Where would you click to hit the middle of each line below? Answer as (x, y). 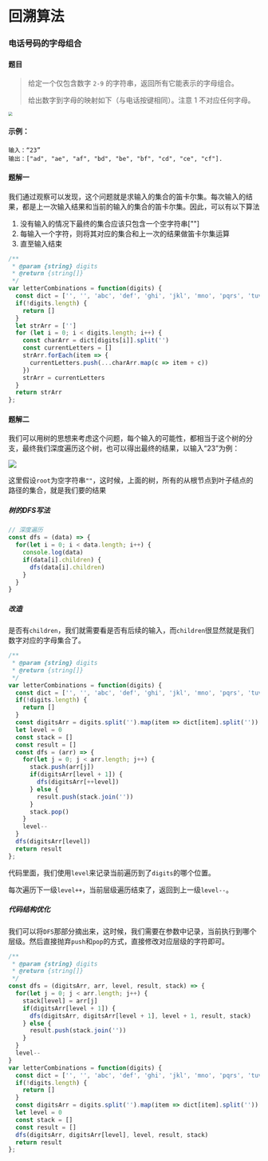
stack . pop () (49, 812)
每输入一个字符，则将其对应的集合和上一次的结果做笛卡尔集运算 (124, 234)
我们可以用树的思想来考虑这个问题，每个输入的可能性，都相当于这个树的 (127, 438)
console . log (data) (53, 553)
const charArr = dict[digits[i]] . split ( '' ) (96, 341)
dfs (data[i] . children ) (67, 567)
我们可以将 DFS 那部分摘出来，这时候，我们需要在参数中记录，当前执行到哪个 (132, 931)
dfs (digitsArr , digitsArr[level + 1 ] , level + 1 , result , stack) (140, 1016)
